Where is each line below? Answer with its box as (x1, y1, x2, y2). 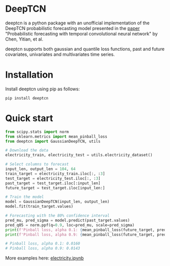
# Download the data (5, 148, 49, 153)
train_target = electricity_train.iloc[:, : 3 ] (5, 171, 105, 176)
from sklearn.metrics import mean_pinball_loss (5, 134, 108, 139)
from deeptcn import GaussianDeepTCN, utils (5, 139, 101, 144)
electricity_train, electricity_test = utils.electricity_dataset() (5, 153, 153, 158)
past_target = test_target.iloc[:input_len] (5, 181, 101, 186)
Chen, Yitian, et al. (5, 36, 44, 42)
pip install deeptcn (5, 95, 49, 101)
